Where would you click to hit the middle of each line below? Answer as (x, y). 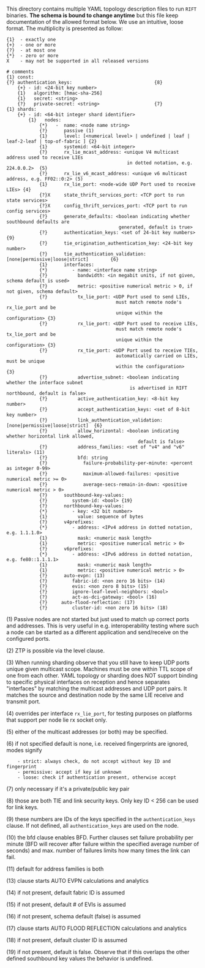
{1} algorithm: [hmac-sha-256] (60, 93)
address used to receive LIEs (45, 157)
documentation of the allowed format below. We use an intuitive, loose (95, 22)
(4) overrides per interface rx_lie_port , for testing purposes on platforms (99, 713)
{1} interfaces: (67, 265)
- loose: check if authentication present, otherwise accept (97, 777)
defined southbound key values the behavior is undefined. (80, 959)
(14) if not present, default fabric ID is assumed (66, 893)
